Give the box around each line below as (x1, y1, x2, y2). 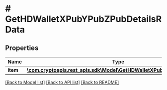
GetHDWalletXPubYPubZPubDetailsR (5, 13, 162, 25)
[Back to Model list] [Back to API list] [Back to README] (5, 80, 119, 85)
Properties (5, 44, 39, 52)
